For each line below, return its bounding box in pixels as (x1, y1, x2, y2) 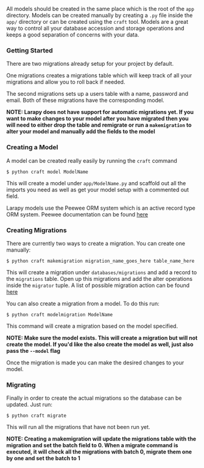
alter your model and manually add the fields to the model (6, 128, 155, 135)
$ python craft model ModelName (6, 169, 88, 175)
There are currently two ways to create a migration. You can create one (6, 239, 186, 247)
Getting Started (6, 46, 53, 54)
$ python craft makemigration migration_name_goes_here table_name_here (6, 258, 195, 264)
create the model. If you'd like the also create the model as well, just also (6, 341, 194, 348)
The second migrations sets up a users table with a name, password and (6, 90, 189, 97)
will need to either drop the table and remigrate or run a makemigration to (6, 121, 192, 129)
